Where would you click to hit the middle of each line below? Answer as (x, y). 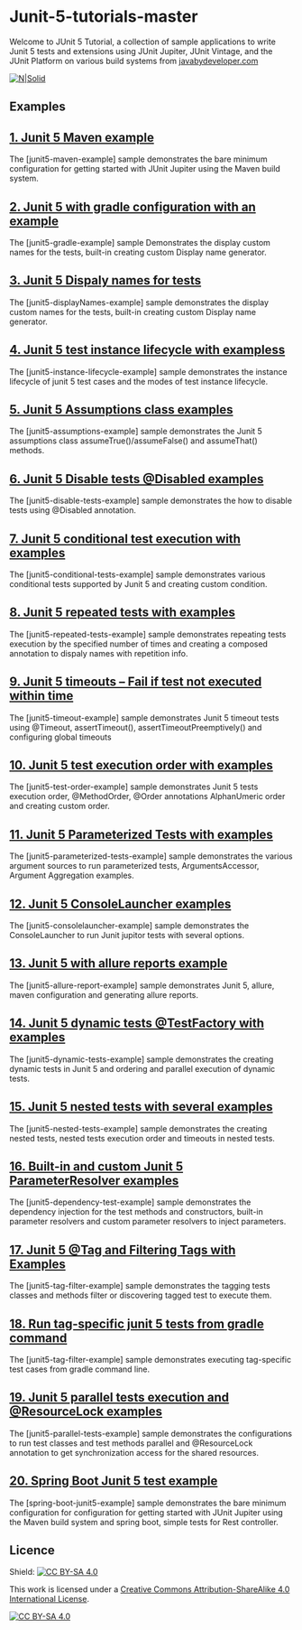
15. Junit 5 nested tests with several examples (141, 1107)
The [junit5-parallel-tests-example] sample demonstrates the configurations (151, 1433)
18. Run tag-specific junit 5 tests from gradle (137, 1323)
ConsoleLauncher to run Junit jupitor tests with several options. (127, 936)
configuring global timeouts (60, 737)
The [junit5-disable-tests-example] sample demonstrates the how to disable (151, 501)
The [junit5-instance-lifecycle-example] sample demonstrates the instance (148, 371)
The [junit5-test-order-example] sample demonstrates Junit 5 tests (134, 787)
